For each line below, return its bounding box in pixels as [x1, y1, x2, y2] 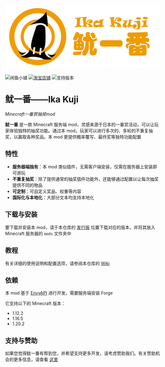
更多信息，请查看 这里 [13, 357, 58, 363]
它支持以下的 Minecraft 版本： [5, 300, 66, 306]
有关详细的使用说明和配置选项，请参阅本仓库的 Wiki [5, 260, 110, 266]
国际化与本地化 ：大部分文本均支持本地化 [12, 194, 94, 200]
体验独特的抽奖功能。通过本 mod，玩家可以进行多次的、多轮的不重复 [9, 128, 149, 134]
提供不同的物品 [12, 182, 43, 188]
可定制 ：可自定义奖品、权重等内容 [12, 188, 82, 194]
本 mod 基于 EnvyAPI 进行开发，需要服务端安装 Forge [5, 290, 113, 296]
